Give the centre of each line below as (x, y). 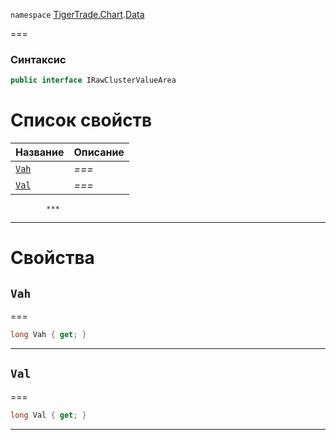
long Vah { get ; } (48, 335)
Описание (99, 152)
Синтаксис (38, 59)
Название (40, 152)
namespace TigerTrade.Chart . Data (77, 14)
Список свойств (81, 120)
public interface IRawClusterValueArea (93, 80)
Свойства (52, 258)
